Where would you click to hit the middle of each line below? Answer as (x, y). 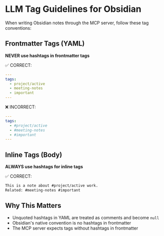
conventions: (18, 28)
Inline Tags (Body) (34, 155)
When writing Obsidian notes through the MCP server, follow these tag (77, 23)
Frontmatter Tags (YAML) (45, 44)
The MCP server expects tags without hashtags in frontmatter (75, 228)
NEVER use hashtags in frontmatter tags (47, 55)
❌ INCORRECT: (20, 107)
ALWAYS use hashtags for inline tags (44, 167)
